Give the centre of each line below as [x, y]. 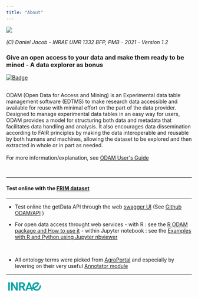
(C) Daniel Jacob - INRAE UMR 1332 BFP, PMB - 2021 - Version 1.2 [87, 42]
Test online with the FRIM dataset [48, 188]
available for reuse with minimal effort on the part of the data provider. [91, 107]
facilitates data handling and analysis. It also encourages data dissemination [98, 126]
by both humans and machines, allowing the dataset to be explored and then [99, 139]
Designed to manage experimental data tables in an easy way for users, [93, 114]
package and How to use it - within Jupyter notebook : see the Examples [103, 231]
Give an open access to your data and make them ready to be [95, 57]
